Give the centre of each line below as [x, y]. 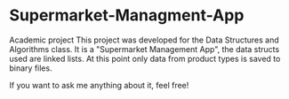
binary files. [31, 68]
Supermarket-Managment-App [127, 15]
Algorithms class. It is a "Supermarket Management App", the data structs [144, 49]
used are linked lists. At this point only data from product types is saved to [145, 58]
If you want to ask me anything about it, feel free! [99, 85]
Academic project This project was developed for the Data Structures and [144, 40]
